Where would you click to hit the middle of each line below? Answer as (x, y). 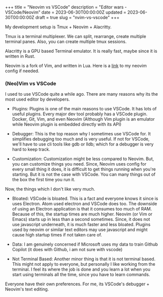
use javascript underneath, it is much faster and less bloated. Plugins (81, 225)
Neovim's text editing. (27, 289)
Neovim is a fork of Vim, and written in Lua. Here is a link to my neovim (76, 66)
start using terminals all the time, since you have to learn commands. (81, 275)
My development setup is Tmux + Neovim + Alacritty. (58, 27)
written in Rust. (20, 56)
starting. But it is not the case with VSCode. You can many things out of (84, 174)
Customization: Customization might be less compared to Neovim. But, (83, 159)
